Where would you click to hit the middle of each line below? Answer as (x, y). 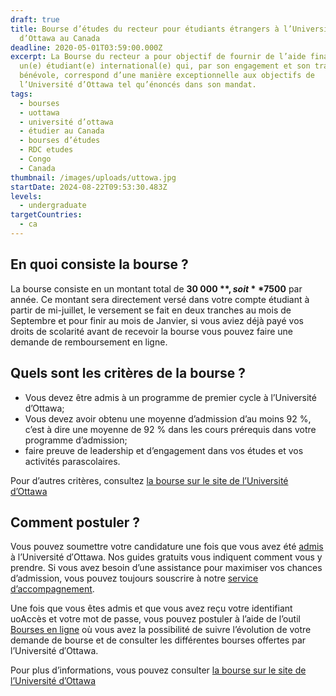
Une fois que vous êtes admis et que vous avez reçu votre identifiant (151, 608)
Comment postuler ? (75, 522)
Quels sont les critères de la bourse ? (128, 373)
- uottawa (39, 112)
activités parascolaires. (72, 461)
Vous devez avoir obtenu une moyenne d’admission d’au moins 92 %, (168, 418)
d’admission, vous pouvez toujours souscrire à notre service (134, 578)
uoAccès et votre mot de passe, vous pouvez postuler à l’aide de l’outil (155, 619)
